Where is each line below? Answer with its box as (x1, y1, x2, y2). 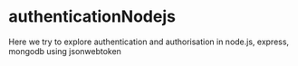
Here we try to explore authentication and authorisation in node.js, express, (8, 36, 290, 47)
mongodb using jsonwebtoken (8, 45, 121, 56)
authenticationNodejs (8, 6, 176, 27)
